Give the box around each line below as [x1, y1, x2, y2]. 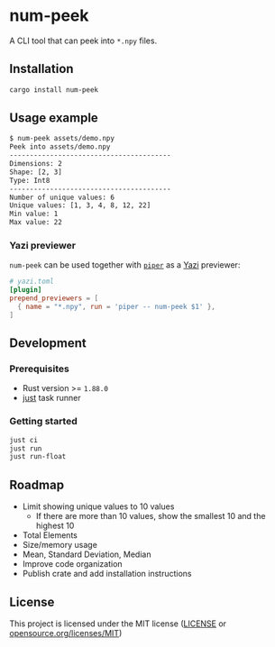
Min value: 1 [9, 209, 59, 219]
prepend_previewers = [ [9, 294, 99, 303]
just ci [9, 435, 39, 444]
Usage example [9, 110, 99, 126]
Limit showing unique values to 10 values [22, 501, 175, 512]
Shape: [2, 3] [9, 168, 63, 177]
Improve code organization [22, 559, 124, 570]
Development [9, 335, 87, 351]
